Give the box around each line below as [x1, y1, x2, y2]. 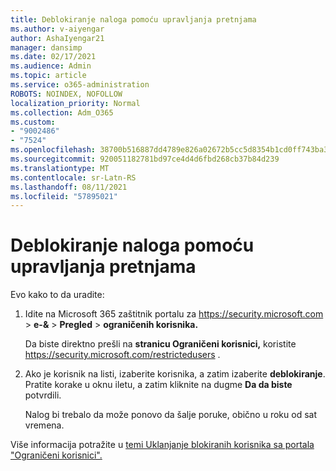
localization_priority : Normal [10, 98, 141, 108]
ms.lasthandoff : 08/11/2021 [10, 182, 128, 192]
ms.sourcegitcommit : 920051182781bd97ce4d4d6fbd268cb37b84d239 [10, 154, 280, 164]
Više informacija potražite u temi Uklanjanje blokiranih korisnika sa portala [10, 439, 315, 451]
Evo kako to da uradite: [10, 289, 105, 301]
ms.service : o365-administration [10, 80, 150, 90]
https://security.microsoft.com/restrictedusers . [24, 349, 221, 361]
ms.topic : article [10, 71, 87, 81]
